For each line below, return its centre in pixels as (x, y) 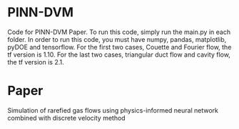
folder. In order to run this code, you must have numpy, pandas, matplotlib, (117, 39)
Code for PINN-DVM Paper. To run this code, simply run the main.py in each (119, 32)
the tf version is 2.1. (36, 62)
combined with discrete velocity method (67, 118)
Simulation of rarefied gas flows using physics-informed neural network (113, 110)
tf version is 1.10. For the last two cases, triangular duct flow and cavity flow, (119, 55)
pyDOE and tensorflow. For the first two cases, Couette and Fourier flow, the (119, 47)
